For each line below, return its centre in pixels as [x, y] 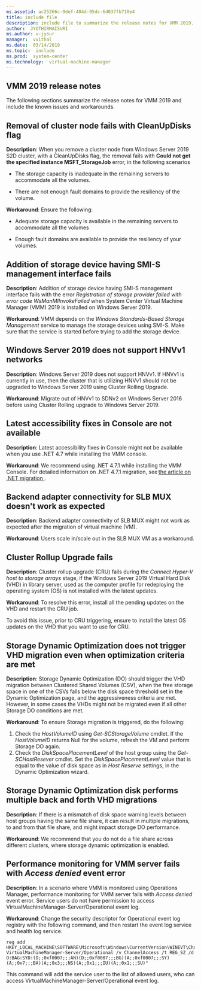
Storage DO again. [38, 746]
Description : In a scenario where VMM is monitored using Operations [92, 888]
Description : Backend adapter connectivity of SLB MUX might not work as [98, 521]
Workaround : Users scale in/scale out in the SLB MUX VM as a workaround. [100, 539]
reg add [16, 942]
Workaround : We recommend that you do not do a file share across [90, 839]
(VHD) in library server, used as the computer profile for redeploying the [95, 585]
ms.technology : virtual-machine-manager [59, 62]
